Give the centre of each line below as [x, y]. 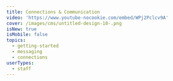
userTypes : [20, 63]
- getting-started [36, 46]
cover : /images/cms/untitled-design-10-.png [64, 23]
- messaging [27, 52]
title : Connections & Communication [53, 12]
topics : [16, 40]
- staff [22, 69]
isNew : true [21, 29]
